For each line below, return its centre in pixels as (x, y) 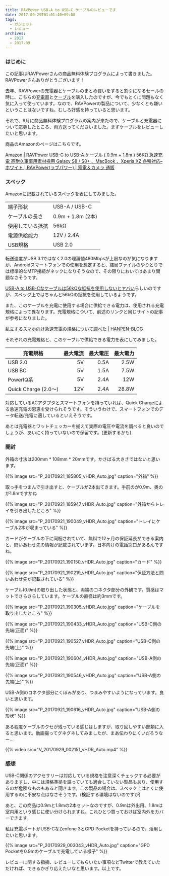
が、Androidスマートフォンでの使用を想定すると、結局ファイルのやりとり (82, 265)
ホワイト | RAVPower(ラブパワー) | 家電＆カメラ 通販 (60, 167)
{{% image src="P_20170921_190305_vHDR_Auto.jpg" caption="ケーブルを (83, 607)
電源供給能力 (23, 235)
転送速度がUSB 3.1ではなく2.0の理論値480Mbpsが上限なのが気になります (82, 259)
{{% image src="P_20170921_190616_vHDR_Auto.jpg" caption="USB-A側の (83, 709)
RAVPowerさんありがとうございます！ (45, 80)
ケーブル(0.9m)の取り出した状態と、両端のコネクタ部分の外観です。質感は (82, 589)
